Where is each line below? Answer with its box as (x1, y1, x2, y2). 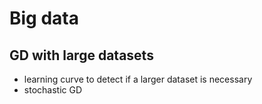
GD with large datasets (9, 47, 154, 64)
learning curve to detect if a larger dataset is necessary (23, 73, 253, 85)
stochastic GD (23, 84, 83, 96)
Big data (9, 7, 79, 30)
